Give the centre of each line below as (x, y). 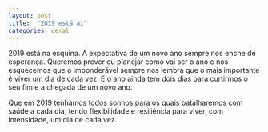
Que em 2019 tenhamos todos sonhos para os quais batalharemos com (126, 103)
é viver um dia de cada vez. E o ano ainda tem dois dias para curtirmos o (128, 79)
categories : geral (39, 30)
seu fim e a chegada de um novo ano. (70, 87)
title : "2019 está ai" (48, 23)
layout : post (30, 16)
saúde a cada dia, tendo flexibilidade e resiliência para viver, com (116, 111)
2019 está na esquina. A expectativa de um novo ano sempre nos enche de (132, 54)
